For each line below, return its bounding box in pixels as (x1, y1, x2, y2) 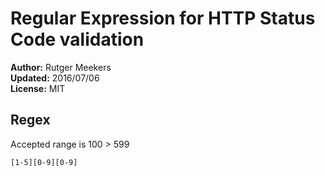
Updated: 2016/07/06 (10, 72, 100, 84)
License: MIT (10, 82, 66, 94)
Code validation (10, 28, 145, 51)
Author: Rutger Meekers (10, 61, 112, 73)
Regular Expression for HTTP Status (10, 7, 316, 30)
